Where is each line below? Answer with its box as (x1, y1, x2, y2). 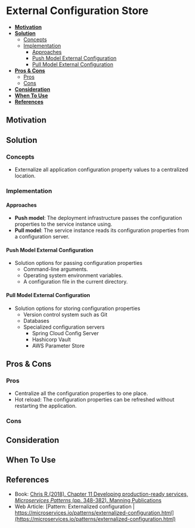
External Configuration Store (6, 4, 149, 18)
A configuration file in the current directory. (23, 278, 128, 285)
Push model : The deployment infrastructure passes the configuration (14, 214, 183, 222)
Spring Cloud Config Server (32, 329, 99, 336)
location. (14, 172, 36, 179)
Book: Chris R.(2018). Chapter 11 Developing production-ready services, (14, 490, 189, 498)
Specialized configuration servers (23, 323, 105, 331)
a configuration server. (14, 233, 70, 240)
